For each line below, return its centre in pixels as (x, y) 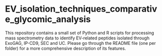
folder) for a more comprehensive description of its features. (65, 48)
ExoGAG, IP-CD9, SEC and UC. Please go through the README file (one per (81, 43)
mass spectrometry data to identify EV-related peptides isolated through (77, 38)
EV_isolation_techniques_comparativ (81, 9)
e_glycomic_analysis (48, 19)
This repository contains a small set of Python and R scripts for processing (80, 33)
